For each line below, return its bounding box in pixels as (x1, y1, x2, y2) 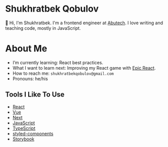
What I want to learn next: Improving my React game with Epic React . (12, 65, 156, 71)
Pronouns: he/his (12, 75, 48, 81)
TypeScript (12, 125, 36, 131)
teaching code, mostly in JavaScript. (5, 25, 81, 31)
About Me (5, 43, 47, 55)
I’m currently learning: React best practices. (12, 59, 104, 66)
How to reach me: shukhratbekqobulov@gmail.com (12, 70, 114, 76)
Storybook (12, 136, 35, 142)
